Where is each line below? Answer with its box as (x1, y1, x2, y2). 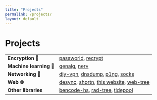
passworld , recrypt (59, 55, 104, 62)
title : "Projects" (5, 7, 43, 12)
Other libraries (7, 87, 43, 94)
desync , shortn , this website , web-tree (59, 79, 150, 86)
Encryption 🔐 (7, 55, 39, 62)
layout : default (5, 16, 39, 21)
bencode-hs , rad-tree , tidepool (59, 87, 133, 94)
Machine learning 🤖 (7, 63, 54, 69)
